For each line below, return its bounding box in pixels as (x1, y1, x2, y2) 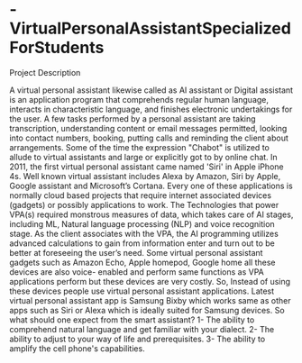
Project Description (9, 67, 81, 77)
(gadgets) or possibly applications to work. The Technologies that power (9, 199, 279, 210)
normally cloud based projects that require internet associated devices (9, 189, 272, 201)
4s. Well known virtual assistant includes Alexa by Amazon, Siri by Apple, (9, 170, 281, 181)
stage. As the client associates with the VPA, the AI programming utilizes (9, 228, 279, 239)
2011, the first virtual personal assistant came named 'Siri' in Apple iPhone (9, 161, 284, 172)
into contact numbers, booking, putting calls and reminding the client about (9, 132, 288, 143)
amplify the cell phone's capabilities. (9, 342, 146, 354)
